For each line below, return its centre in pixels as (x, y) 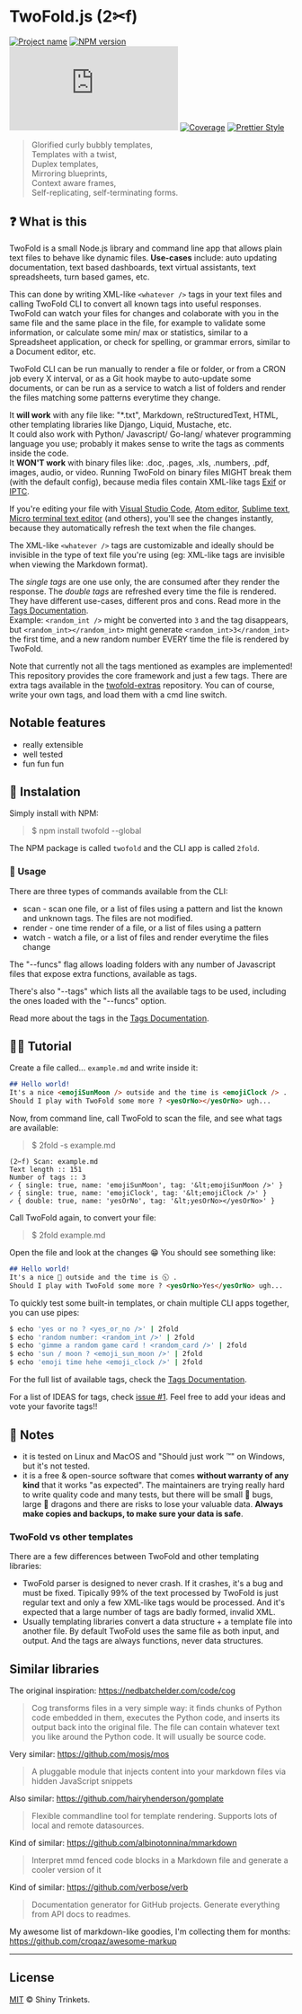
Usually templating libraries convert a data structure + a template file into (157, 1622)
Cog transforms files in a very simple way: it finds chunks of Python (157, 1708)
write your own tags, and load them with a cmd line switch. (118, 695)
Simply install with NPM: (54, 813)
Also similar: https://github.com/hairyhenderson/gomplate (117, 1798)
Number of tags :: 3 (48, 1178)
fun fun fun (43, 763)
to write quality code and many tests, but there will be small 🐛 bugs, (148, 1495)
